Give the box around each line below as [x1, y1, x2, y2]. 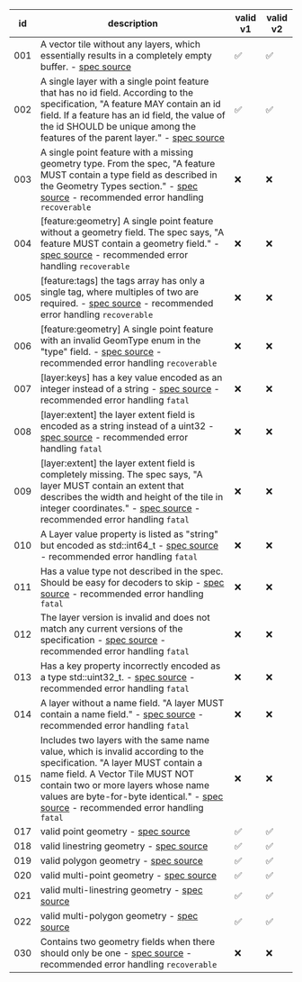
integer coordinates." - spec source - [40, 502, 200, 514]
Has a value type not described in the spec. [40, 565, 224, 577]
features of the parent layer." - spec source [40, 132, 225, 143]
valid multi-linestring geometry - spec [40, 884, 204, 896]
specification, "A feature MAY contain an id [40, 98, 222, 110]
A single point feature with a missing [40, 146, 193, 159]
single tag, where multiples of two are [40, 286, 200, 298]
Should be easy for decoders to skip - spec [40, 577, 225, 588]
